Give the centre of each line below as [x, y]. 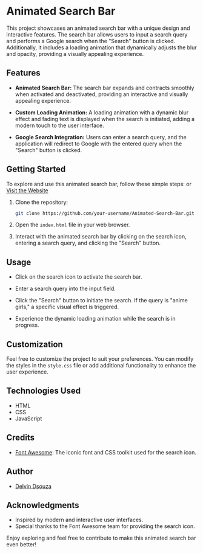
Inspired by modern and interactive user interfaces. [79, 520]
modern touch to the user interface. [59, 125]
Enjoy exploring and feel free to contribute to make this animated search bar [101, 538]
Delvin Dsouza [33, 486]
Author [20, 472]
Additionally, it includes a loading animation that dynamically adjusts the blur [101, 47]
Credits [21, 438]
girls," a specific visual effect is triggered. [67, 307]
